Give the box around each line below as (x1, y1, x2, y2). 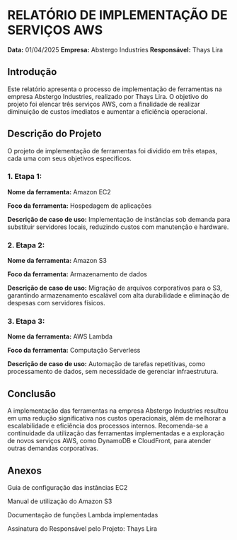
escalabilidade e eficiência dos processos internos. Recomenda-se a (7, 421, 209, 430)
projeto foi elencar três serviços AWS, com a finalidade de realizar (7, 100, 200, 108)
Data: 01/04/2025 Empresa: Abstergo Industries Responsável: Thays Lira (7, 45, 224, 54)
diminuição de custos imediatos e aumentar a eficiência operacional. (7, 107, 207, 116)
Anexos (7, 464, 42, 476)
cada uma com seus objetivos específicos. (7, 154, 132, 163)
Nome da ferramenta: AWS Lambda (7, 332, 113, 341)
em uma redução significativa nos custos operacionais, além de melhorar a (7, 414, 226, 423)
